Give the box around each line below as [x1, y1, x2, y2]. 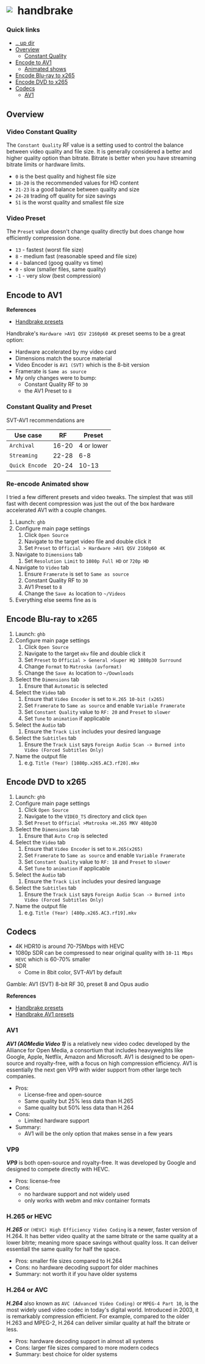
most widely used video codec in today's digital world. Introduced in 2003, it [6, 1306, 199, 1313]
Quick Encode [9, 462, 48, 469]
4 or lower [79, 441, 109, 450]
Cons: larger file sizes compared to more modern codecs [15, 1344, 159, 1351]
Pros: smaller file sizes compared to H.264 [15, 1258, 123, 1265]
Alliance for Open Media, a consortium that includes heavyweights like [6, 1047, 184, 1054]
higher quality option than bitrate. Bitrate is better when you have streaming [6, 154, 196, 162]
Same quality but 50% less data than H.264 [24, 1103, 134, 1111]
